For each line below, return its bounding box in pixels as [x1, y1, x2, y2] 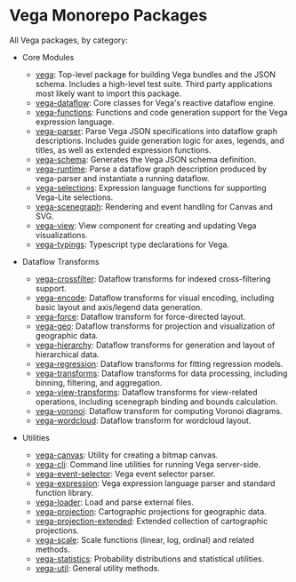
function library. [35, 487, 94, 498]
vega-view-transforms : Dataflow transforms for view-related [35, 387, 258, 397]
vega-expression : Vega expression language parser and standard [35, 477, 276, 489]
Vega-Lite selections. [35, 192, 114, 203]
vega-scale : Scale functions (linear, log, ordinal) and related [35, 534, 255, 545]
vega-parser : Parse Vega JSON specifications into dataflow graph [35, 125, 278, 136]
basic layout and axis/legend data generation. [35, 301, 203, 312]
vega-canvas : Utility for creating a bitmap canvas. [35, 450, 219, 460]
